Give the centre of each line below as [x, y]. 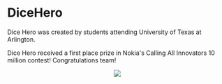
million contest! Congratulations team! [62, 60]
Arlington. [21, 39]
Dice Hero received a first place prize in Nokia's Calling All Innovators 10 [111, 53]
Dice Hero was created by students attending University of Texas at [104, 32]
